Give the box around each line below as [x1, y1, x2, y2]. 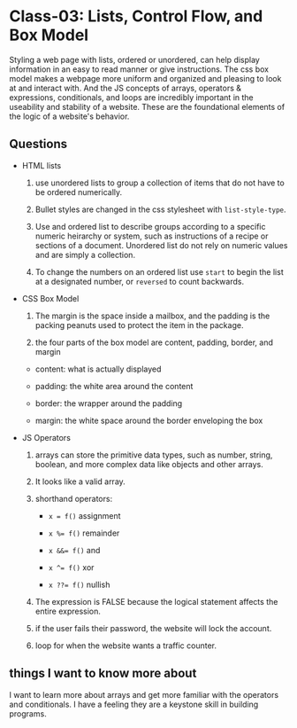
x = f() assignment [48, 510, 121, 521]
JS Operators [21, 432, 71, 442]
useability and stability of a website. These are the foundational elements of [9, 101, 286, 112]
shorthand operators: [34, 493, 113, 504]
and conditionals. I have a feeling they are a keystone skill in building [9, 699, 259, 709]
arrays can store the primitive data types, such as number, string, [34, 450, 273, 460]
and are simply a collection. [34, 249, 135, 260]
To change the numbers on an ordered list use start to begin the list [34, 266, 285, 277]
